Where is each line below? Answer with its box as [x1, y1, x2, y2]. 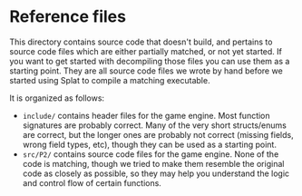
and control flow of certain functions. [22, 177, 161, 188]
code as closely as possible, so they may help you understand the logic [22, 168, 290, 179]
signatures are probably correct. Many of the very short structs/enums [22, 120, 287, 131]
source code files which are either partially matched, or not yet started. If [9, 45, 283, 56]
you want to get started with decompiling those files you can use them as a [9, 55, 290, 66]
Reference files [9, 6, 127, 27]
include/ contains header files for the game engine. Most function [22, 110, 270, 121]
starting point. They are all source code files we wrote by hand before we [9, 65, 283, 76]
